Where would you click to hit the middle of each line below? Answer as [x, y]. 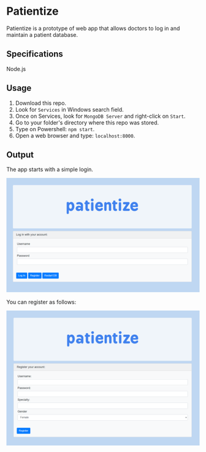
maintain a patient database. [42, 34]
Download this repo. [40, 103]
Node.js [16, 69]
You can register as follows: [41, 302]
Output [20, 155]
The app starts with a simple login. [50, 169]
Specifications [35, 54]
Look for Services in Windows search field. [69, 109]
